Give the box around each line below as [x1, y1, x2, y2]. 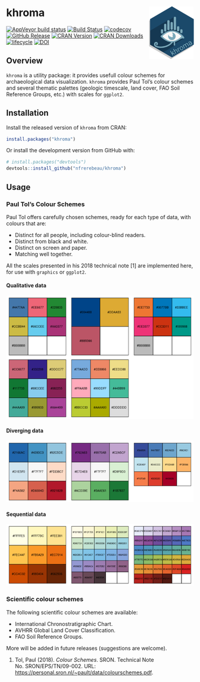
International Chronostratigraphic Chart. [14, 620, 113, 627]
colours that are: [6, 220, 46, 227]
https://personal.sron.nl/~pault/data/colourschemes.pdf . [14, 669, 154, 676]
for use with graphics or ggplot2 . [6, 268, 86, 275]
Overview [6, 56, 43, 66]
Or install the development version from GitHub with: [6, 147, 135, 154]
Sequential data [6, 511, 46, 518]
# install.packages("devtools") [6, 159, 86, 165]
